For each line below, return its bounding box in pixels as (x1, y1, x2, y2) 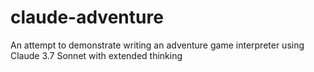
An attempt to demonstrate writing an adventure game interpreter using (10, 39, 305, 51)
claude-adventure (10, 6, 164, 29)
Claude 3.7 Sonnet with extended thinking (10, 49, 183, 61)
